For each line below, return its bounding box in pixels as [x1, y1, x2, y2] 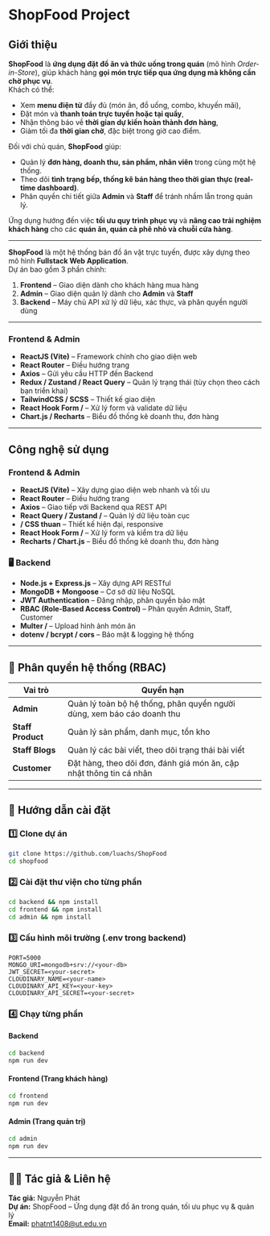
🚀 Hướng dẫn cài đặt [8, 803, 111, 817]
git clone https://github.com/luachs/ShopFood [8, 849, 167, 857]
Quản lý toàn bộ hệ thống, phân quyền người [67, 699, 235, 710]
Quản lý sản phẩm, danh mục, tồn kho [67, 727, 211, 738]
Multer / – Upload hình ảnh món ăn [19, 621, 137, 631]
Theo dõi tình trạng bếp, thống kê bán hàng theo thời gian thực [19, 175, 233, 184]
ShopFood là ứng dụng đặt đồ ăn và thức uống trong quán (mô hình [8, 59, 235, 68]
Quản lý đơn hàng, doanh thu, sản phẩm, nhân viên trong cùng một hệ [19, 157, 256, 167]
